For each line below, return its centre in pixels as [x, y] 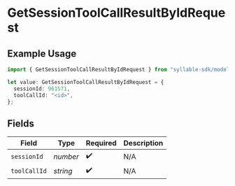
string [63, 171]
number [66, 157]
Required [101, 143]
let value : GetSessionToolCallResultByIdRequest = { [86, 82]
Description [143, 143]
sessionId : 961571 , [42, 89]
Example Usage [42, 53]
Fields [21, 123]
